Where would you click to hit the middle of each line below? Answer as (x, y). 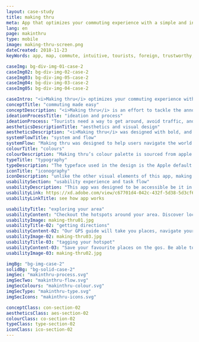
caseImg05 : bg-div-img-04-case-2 (47, 89)
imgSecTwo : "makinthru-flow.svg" (47, 280)
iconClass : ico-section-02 (39, 330)
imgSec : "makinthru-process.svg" (47, 275)
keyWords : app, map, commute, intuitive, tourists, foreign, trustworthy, (100, 56)
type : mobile (22, 39)
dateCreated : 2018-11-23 (37, 50)
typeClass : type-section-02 (41, 324)
